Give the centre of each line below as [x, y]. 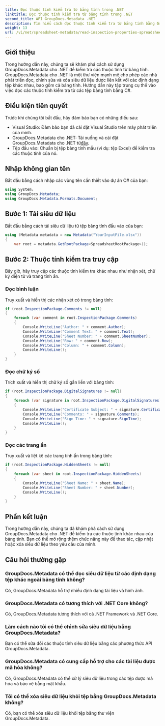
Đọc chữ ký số [23, 372]
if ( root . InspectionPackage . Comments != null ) [54, 309]
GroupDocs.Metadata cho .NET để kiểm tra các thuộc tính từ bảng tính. [77, 69]
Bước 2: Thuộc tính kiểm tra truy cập [62, 259]
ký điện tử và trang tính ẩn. [32, 276]
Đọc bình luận [22, 289]
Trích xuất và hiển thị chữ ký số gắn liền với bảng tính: [60, 382]
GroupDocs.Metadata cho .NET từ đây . [51, 143]
